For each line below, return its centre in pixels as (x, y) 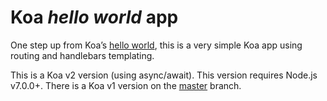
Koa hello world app (94, 17)
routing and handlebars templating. (82, 55)
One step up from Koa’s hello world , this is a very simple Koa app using (156, 45)
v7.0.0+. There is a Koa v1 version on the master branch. (126, 85)
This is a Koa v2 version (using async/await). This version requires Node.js (164, 75)
